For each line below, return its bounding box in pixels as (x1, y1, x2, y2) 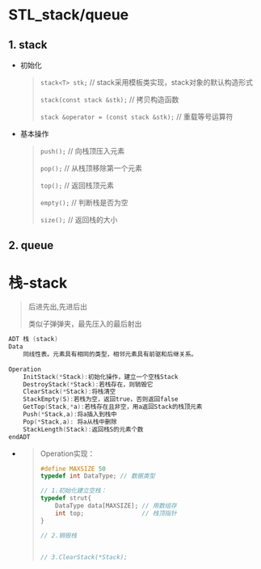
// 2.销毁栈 (40, 531, 78, 539)
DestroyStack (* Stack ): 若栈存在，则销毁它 (23, 380, 154, 389)
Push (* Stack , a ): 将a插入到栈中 (23, 411, 117, 419)
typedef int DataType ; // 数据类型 (40, 472, 156, 480)
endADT (8, 432, 31, 441)
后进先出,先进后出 (27, 301, 87, 312)
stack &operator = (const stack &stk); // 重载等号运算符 (40, 112, 234, 121)
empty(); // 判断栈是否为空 (40, 198, 128, 207)
